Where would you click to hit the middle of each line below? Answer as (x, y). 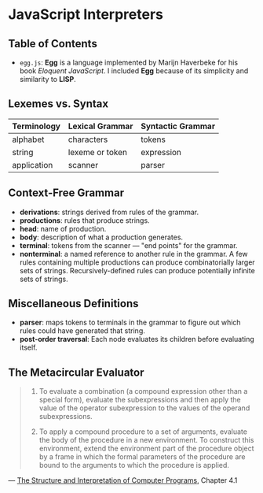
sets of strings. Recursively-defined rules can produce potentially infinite (137, 270)
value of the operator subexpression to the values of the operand (144, 408)
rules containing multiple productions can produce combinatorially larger (137, 262)
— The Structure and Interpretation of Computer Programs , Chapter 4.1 (123, 480)
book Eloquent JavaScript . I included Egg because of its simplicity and (134, 71)
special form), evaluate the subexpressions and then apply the (140, 400)
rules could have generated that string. (82, 331)
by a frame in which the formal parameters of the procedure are (142, 457)
